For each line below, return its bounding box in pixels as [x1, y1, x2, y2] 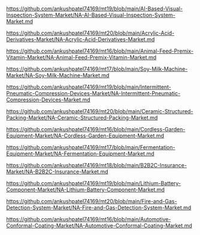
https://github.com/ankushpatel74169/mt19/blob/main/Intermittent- [6, 83, 172, 91]
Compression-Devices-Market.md [6, 96, 91, 103]
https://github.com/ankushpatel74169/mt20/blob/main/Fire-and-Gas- [6, 198, 177, 204]
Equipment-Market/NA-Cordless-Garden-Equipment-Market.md [6, 132, 165, 139]
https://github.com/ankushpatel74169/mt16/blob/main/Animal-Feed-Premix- [6, 47, 193, 55]
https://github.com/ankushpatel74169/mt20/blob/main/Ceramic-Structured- [6, 108, 193, 115]
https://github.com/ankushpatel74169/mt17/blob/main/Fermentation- [6, 144, 175, 150]
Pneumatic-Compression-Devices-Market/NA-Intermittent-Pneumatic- [6, 90, 181, 97]
